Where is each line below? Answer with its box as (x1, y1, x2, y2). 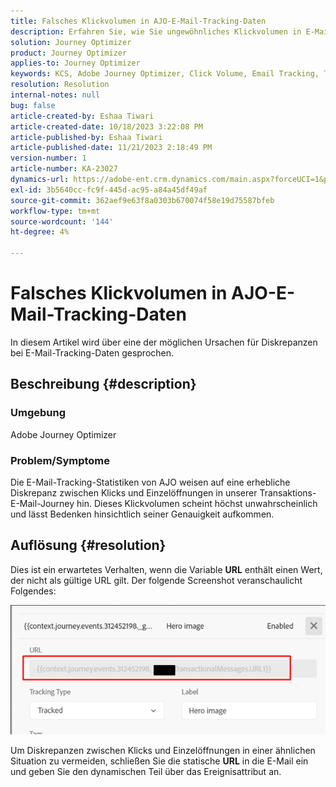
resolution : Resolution (10, 80, 110, 90)
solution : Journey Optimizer (10, 37, 132, 47)
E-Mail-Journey (10, 497, 75, 509)
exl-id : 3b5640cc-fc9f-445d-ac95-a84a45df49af (10, 185, 208, 195)
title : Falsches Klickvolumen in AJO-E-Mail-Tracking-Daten (10, 16, 267, 26)
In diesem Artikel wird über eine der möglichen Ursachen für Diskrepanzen (10, 336, 318, 348)
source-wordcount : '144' (10, 216, 114, 227)
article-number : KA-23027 (10, 164, 118, 174)
